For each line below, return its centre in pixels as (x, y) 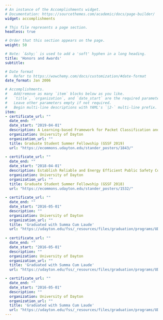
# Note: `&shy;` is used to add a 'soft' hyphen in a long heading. (76, 54)
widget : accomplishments (30, 18)
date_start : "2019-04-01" (36, 126)
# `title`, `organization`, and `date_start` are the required (72, 98)
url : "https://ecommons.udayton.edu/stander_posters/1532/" (71, 189)
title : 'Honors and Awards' (33, 58)
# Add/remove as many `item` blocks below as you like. (65, 94)
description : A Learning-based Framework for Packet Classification (80, 130)
